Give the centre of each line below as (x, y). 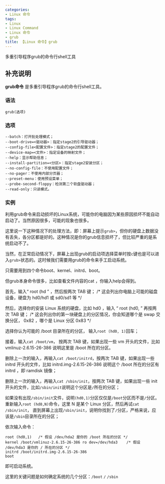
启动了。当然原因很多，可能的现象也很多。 (48, 220)
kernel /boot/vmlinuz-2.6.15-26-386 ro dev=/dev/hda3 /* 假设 (73, 442)
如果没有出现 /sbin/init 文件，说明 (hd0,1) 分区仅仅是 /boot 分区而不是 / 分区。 (82, 398)
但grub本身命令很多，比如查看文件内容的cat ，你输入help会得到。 (72, 281)
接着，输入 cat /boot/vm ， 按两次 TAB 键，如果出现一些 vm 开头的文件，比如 (82, 342)
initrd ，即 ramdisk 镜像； (31, 371)
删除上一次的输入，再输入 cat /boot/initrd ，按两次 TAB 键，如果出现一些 (80, 358)
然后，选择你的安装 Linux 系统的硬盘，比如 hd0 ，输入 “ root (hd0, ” (74, 308)
